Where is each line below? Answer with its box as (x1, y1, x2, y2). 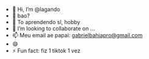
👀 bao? (12, 12, 31, 19)
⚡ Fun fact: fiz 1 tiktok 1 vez (12, 47, 81, 54)
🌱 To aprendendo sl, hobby (12, 19, 81, 25)
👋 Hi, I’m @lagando (12, 6, 60, 13)
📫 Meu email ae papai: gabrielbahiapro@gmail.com (12, 32, 143, 39)
